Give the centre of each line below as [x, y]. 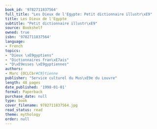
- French [14, 46]
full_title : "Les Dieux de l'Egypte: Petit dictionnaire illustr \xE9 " [79, 14]
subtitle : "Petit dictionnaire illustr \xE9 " [51, 23]
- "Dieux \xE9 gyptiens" [29, 55]
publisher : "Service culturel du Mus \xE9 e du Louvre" [61, 78]
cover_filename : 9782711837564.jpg [41, 105]
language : [15, 42]
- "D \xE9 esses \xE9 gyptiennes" [37, 64]
